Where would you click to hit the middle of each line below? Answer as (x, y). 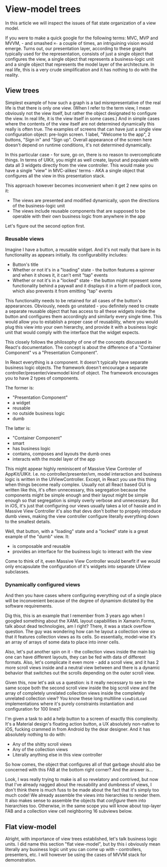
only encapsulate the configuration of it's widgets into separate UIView (78, 567)
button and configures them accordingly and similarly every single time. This (83, 317)
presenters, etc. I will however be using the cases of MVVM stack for (76, 855)
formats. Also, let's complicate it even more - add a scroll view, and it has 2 (82, 662)
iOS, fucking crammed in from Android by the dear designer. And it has (78, 729)
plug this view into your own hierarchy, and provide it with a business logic (82, 327)
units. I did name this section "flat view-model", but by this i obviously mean (83, 844)
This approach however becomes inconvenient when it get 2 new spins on (81, 185)
